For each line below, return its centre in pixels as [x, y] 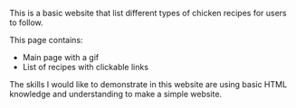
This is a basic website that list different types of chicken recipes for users [148, 13]
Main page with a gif [61, 57]
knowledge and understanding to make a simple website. [116, 94]
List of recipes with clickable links [86, 67]
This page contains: [46, 40]
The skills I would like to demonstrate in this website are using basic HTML [148, 84]
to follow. [26, 22]
